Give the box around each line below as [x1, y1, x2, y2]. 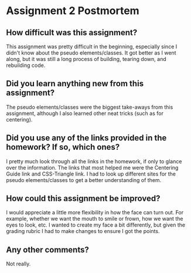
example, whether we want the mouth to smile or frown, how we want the [6, 215, 183, 223]
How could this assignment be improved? [6, 194, 161, 204]
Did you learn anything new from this [6, 79, 144, 89]
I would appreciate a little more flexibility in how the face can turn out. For [6, 209, 184, 216]
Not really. [6, 260, 31, 268]
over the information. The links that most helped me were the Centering [6, 164, 179, 171]
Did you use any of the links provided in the [6, 133, 167, 143]
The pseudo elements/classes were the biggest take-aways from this [6, 103, 173, 110]
